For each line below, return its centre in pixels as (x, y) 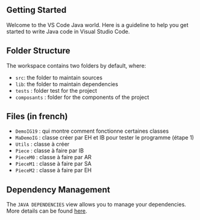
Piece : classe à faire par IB (49, 151)
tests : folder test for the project (56, 90)
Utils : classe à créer (42, 144)
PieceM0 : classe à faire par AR (53, 157)
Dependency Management (58, 190)
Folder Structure (38, 51)
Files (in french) (37, 116)
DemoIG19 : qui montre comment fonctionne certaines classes (92, 131)
